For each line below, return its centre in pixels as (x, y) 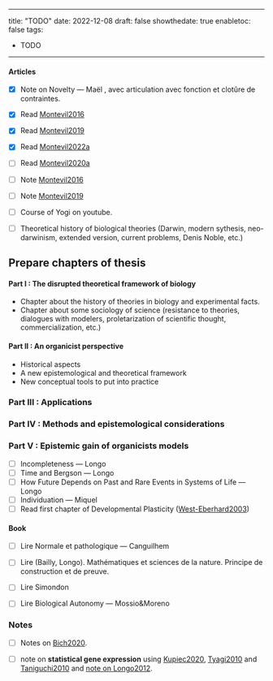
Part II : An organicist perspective (66, 346)
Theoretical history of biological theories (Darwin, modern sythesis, (133, 228)
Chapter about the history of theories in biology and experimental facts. (140, 302)
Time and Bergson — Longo (67, 472)
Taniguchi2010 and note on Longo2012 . (86, 668)
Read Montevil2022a (55, 147)
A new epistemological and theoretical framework (103, 373)
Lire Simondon (44, 587)
